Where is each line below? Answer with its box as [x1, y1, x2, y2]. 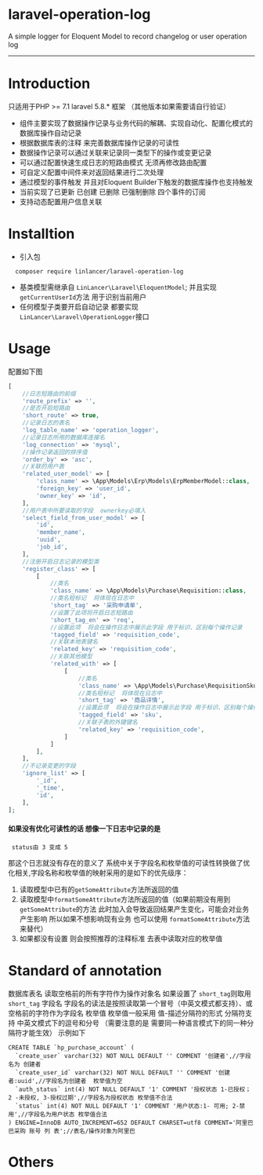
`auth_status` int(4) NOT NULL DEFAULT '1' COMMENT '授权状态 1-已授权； [15, 1085, 252, 1093]
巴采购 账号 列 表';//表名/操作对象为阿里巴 [8, 1127, 135, 1135]
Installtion [8, 225, 75, 243]
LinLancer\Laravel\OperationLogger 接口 [19, 312, 150, 321]
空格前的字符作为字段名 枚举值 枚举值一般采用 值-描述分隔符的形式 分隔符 [8, 1008, 246, 1018]
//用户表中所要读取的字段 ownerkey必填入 [22, 507, 146, 514]
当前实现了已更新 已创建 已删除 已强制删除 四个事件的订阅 [19, 187, 206, 196]
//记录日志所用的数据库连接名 [22, 434, 106, 441]
